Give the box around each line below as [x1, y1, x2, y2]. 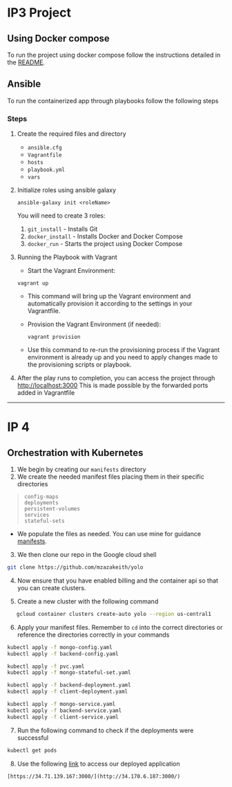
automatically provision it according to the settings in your [27, 299, 193, 308]
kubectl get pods [7, 747, 57, 754]
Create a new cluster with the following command [17, 597, 159, 605]
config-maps [23, 493, 59, 500]
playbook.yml [27, 166, 66, 174]
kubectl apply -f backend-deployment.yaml [7, 682, 131, 689]
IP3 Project [7, 5, 71, 21]
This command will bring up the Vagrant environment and [27, 292, 191, 301]
